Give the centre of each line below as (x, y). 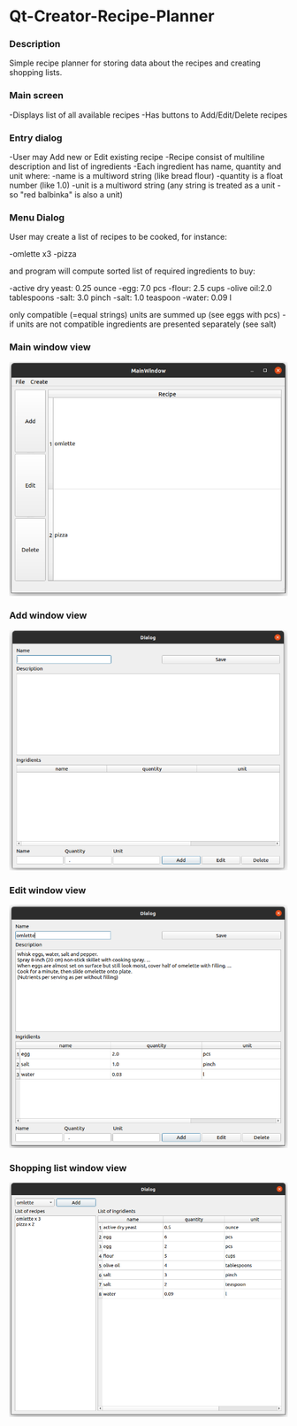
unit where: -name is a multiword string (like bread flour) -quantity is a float (146, 176)
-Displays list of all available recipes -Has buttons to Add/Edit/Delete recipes (148, 115)
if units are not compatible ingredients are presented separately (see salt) (143, 324)
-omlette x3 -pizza (43, 254)
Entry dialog (36, 137)
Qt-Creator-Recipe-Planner (112, 16)
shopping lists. (36, 73)
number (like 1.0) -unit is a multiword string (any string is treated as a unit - (145, 185)
